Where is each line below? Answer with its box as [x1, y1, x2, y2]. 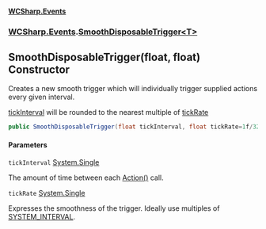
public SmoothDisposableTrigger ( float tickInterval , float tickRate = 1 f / [8, 123, 253, 131]
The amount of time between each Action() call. [8, 173, 164, 182]
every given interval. [8, 92, 75, 102]
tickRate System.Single [8, 189, 85, 198]
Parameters [8, 139, 47, 150]
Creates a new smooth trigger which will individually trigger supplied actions [8, 84, 258, 94]
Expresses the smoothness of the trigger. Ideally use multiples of [8, 204, 220, 213]
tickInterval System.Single [8, 158, 100, 167]
